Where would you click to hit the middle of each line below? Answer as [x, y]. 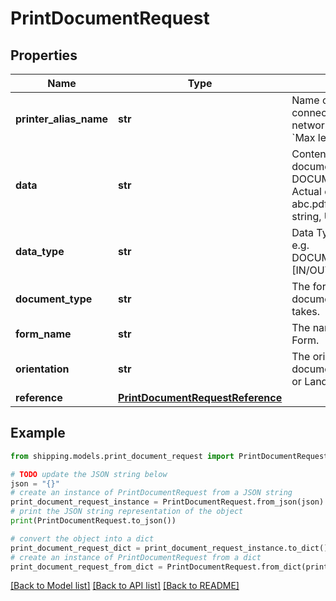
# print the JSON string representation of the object [127, 512]
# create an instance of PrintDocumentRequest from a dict [136, 557]
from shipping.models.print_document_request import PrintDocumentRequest [169, 456]
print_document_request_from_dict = [86, 567]
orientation [42, 369]
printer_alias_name [62, 119]
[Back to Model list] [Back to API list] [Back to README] [125, 586]
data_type [40, 251]
